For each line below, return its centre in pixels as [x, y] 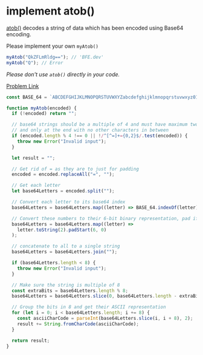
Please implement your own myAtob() [52, 46]
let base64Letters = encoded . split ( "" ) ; [63, 191]
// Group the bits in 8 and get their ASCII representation [89, 307]
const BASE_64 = [27, 97]
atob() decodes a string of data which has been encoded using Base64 [95, 28]
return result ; [31, 340]
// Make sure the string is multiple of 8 [66, 285]
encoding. [19, 34]
